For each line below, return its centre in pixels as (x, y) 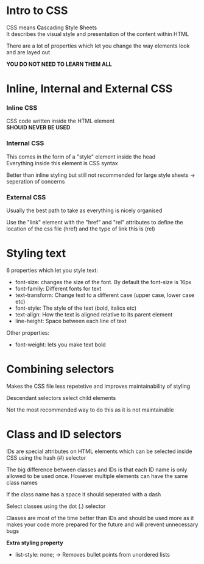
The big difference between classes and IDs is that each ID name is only (97, 469)
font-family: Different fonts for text (58, 288)
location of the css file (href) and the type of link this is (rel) (81, 229)
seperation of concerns (36, 181)
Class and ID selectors (64, 434)
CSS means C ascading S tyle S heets (52, 27)
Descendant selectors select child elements (61, 398)
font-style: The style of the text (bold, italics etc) (76, 308)
